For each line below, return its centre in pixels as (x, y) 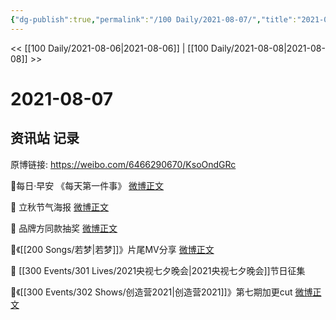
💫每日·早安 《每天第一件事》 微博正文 (87, 185)
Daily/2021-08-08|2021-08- (268, 48)
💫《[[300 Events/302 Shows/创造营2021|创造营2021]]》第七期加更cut (151, 292)
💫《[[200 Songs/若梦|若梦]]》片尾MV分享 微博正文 (112, 249)
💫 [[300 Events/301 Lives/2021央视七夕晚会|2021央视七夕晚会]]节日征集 (158, 270)
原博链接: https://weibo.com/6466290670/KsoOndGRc (123, 164)
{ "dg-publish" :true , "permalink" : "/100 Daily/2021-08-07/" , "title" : (154, 19)
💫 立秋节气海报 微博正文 (60, 207)
